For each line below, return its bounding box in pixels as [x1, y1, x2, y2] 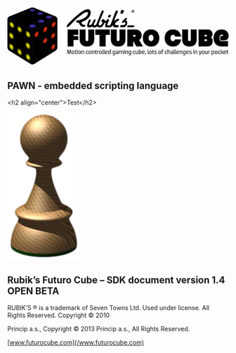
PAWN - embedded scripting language [7, 80, 179, 92]
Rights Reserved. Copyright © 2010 [7, 311, 110, 319]
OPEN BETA [7, 285, 60, 297]
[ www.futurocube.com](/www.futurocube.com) [7, 338, 145, 347]
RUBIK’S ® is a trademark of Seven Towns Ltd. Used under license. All [7, 304, 210, 312]
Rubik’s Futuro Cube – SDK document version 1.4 [7, 274, 225, 286]
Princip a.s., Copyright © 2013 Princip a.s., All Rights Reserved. [7, 325, 190, 333]
